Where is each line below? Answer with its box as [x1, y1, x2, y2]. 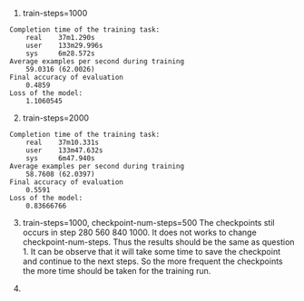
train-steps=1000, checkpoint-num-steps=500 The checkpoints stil [22, 218, 275, 228]
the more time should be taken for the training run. [22, 266, 211, 276]
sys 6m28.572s [25, 49, 95, 58]
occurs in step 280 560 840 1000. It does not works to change [22, 227, 257, 238]
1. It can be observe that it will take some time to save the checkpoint [22, 247, 281, 257]
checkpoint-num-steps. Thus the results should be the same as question [22, 237, 295, 248]
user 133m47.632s [25, 146, 103, 155]
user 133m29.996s [25, 41, 103, 50]
